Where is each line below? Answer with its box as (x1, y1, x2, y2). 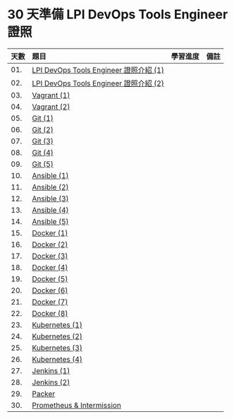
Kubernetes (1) (32, 319, 82, 329)
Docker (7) (32, 297, 68, 307)
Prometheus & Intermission (32, 400, 121, 410)
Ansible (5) (32, 216, 69, 226)
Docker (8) (32, 308, 68, 318)
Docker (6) (32, 285, 68, 295)
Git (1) (32, 113, 54, 123)
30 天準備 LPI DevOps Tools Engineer (7, 6, 228, 23)
